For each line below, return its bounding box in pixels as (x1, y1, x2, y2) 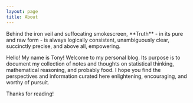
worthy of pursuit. (6, 78, 50, 85)
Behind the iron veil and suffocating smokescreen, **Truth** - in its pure (6, 30, 184, 37)
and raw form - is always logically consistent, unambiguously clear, (6, 36, 170, 43)
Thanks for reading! (6, 90, 54, 97)
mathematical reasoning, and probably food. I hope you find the (6, 66, 161, 73)
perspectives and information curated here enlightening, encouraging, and (6, 73, 187, 80)
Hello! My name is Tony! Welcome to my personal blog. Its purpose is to (6, 54, 181, 61)
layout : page (6, 8, 38, 15)
